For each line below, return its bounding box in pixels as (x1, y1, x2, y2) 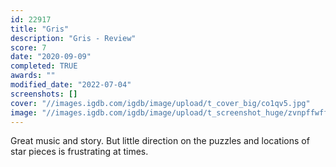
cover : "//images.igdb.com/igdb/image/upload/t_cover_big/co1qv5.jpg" (10, 98, 311, 108)
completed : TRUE (10, 61, 78, 71)
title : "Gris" (10, 24, 70, 34)
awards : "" (10, 71, 56, 81)
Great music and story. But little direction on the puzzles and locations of (10, 135, 310, 147)
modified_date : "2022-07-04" (10, 80, 132, 90)
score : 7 (10, 42, 47, 53)
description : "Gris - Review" (10, 33, 137, 43)
